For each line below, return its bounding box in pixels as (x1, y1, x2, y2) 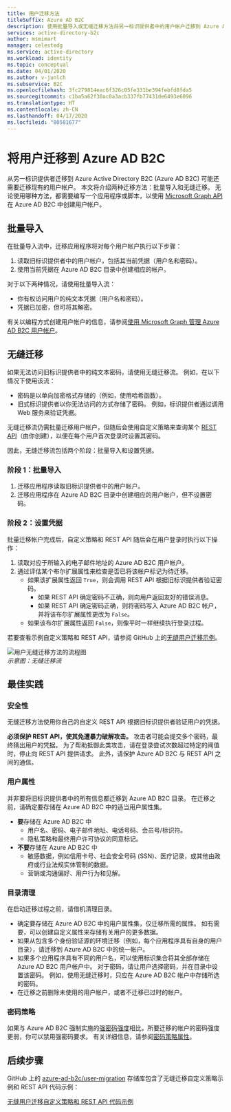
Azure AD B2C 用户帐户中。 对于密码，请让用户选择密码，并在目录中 (16, 962, 212, 970)
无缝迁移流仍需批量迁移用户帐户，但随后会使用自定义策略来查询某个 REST (7, 423, 217, 431)
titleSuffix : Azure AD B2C (7, 17, 85, 23)
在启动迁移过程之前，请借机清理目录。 (7, 904, 115, 912)
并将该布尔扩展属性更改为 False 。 (37, 610, 134, 618)
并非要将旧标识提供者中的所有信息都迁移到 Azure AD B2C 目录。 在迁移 (7, 794, 210, 802)
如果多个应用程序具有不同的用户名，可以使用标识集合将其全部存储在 (16, 954, 210, 962)
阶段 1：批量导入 (7, 465, 62, 475)
